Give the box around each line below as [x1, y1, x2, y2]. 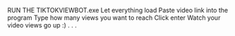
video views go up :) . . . [7, 21, 78, 29]
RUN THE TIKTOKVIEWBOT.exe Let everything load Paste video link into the [7, 6, 228, 14]
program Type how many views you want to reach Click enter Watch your [7, 13, 221, 22]
